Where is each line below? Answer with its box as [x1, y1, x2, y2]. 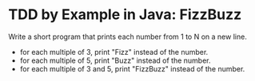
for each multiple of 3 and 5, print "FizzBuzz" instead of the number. [19, 64, 245, 73]
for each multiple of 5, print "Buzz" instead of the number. [19, 56, 211, 65]
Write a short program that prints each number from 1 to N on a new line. [8, 32, 248, 41]
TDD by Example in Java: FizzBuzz [8, 6, 242, 24]
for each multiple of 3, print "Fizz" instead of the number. [19, 47, 209, 56]
